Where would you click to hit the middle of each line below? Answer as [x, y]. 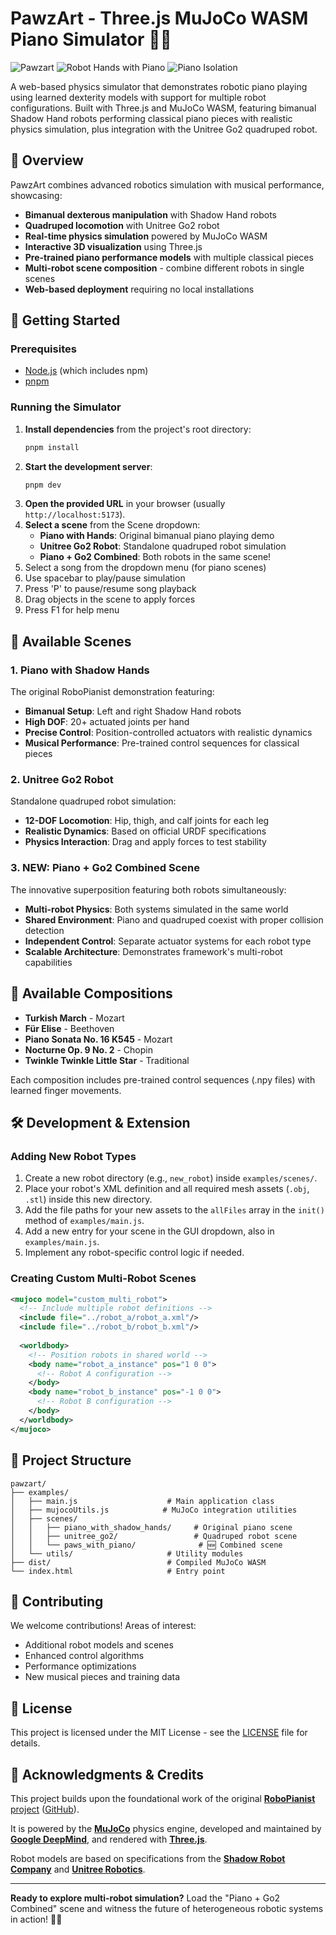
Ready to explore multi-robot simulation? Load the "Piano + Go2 [145, 1898]
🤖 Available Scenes [71, 641]
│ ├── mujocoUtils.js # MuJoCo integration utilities [154, 1510]
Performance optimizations [80, 1666]
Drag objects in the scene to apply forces [110, 599]
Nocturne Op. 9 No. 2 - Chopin [88, 1049]
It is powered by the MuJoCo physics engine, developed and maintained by [166, 1828]
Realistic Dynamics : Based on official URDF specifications [145, 831]
